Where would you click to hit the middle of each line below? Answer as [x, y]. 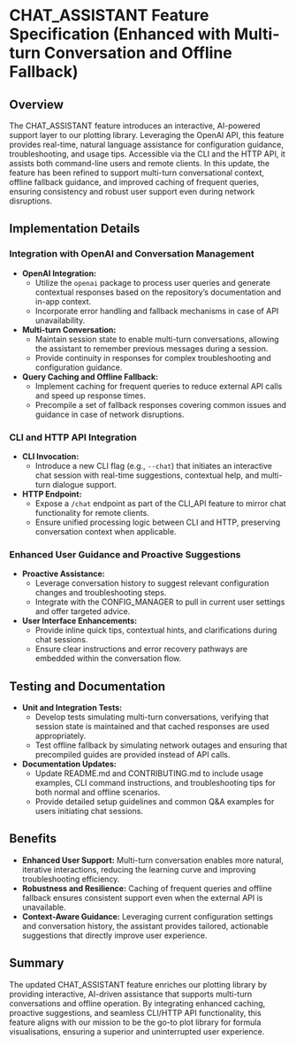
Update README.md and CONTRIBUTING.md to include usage [149, 773]
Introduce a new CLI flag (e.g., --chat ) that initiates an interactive [153, 465]
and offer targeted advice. [83, 611]
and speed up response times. [90, 396]
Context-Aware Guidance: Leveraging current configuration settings [148, 916]
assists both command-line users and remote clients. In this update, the [140, 163]
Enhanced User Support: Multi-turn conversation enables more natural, [153, 860]
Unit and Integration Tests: [72, 708]
